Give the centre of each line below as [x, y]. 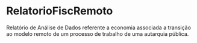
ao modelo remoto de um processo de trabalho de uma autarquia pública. [98, 33]
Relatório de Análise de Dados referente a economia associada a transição [99, 27]
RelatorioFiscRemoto [60, 11]
